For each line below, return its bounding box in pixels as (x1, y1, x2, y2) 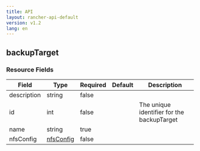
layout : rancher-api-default (6, 14, 79, 20)
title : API (6, 8, 33, 15)
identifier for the (139, 108, 185, 116)
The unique (139, 100, 171, 109)
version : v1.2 (6, 20, 42, 26)
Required (80, 81, 107, 89)
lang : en (6, 25, 28, 32)
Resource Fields (6, 65, 54, 73)
